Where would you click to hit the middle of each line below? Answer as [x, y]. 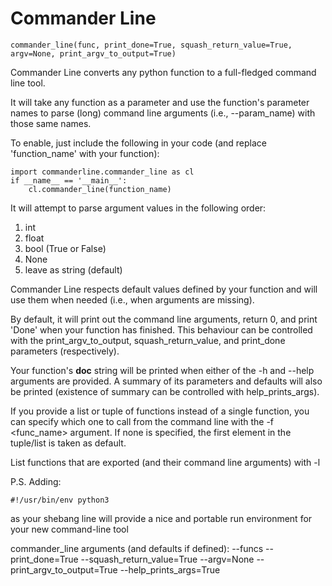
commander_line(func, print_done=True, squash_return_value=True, [151, 45]
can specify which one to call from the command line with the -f [142, 421]
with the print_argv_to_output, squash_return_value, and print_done [148, 340]
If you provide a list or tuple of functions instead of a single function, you [160, 411]
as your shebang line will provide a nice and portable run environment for [161, 518]
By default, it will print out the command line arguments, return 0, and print [164, 319]
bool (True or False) [65, 248]
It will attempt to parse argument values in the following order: [138, 208]
